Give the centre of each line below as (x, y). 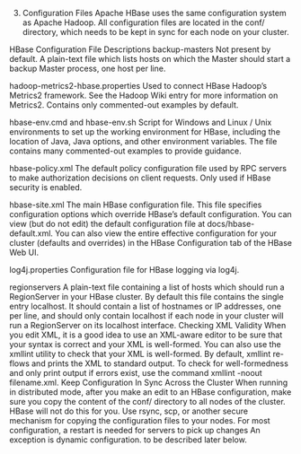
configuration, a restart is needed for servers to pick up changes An (135, 430)
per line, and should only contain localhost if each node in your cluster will (147, 316)
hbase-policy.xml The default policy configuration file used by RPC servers (148, 168)
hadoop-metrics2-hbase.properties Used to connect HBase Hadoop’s (138, 86)
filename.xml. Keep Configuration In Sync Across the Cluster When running (149, 382)
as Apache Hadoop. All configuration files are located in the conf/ (143, 22)
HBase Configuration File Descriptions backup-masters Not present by (140, 49)
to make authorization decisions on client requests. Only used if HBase (140, 178)
